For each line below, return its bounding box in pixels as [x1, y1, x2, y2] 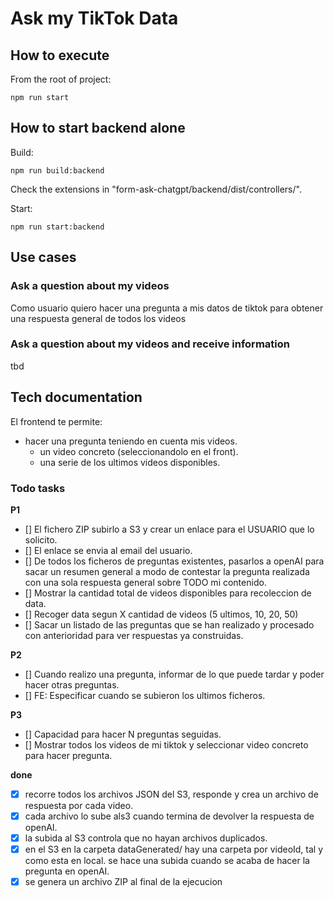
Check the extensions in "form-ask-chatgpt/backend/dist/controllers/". [10, 183, 302, 195]
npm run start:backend [10, 222, 105, 232]
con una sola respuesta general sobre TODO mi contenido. [24, 576, 267, 588]
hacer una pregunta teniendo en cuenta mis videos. [24, 435, 238, 447]
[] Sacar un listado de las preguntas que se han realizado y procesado [24, 618, 315, 631]
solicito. [24, 533, 58, 546]
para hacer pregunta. [24, 749, 113, 761]
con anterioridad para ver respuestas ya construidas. [24, 629, 244, 641]
